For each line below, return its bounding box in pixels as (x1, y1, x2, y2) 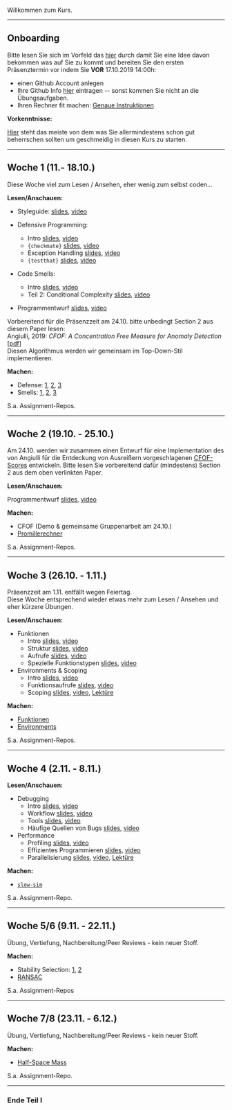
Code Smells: (17, 270, 55, 278)
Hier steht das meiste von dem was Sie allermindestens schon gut (7, 127, 195, 136)
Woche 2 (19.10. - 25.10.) (7, 428, 115, 440)
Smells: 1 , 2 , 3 (17, 388, 57, 396)
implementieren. (7, 353, 54, 362)
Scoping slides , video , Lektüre (27, 689, 114, 697)
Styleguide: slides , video (17, 207, 88, 215)
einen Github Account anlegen (17, 79, 104, 87)
